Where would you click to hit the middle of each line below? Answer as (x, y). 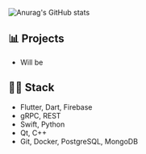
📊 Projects (36, 39)
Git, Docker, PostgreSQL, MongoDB (79, 141)
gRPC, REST (40, 115)
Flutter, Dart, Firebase (56, 107)
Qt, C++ (33, 132)
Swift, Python (42, 124)
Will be (31, 62)
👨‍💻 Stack (31, 87)
